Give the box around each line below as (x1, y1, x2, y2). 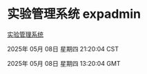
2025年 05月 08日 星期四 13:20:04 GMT (7, 59, 121, 67)
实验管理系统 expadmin (7, 6, 141, 22)
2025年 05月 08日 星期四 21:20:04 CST (7, 45, 119, 53)
